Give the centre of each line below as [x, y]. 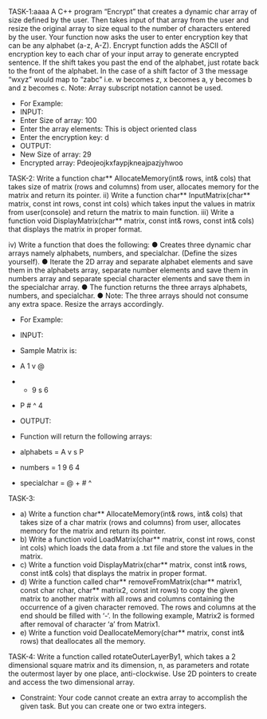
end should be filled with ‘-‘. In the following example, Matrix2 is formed [137, 616]
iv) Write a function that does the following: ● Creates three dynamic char [130, 244]
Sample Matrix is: [48, 350]
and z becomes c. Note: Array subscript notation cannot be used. [116, 88]
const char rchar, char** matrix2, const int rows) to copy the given [129, 590]
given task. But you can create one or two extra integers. [113, 706]
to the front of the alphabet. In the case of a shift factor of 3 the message [128, 71]
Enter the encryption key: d [64, 137]
